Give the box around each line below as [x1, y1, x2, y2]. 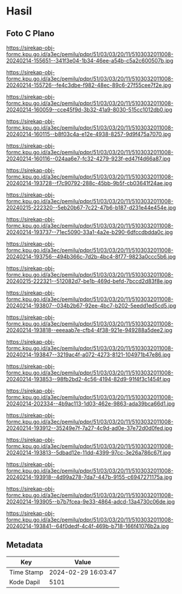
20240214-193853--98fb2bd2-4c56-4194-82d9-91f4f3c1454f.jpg [6, 376, 171, 382]
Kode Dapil [9, 578, 40, 586]
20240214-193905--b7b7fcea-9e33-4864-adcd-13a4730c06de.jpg [6, 498, 175, 505]
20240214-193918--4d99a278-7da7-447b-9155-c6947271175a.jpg [6, 473, 172, 481]
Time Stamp [9, 568, 44, 577]
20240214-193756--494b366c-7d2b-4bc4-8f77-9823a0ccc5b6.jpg [6, 253, 176, 260]
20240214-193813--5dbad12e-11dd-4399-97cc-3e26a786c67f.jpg [6, 449, 171, 456]
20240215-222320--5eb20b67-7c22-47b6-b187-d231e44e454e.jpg [6, 204, 176, 211]
